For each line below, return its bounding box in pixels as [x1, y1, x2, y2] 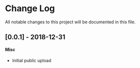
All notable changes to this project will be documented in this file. [5, 19, 136, 25]
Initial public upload [12, 57, 52, 63]
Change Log [5, 3, 55, 14]
